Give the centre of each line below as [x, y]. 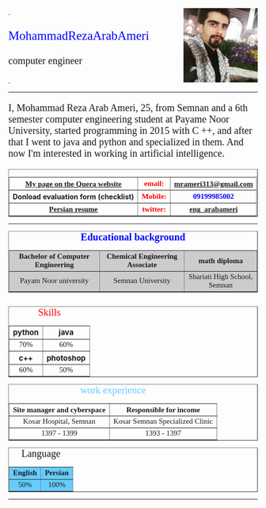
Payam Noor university [54, 281]
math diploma [220, 260]
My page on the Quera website [73, 184]
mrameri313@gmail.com [213, 184]
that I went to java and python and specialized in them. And [126, 142]
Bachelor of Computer [54, 256]
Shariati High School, [221, 276]
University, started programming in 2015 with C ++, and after [130, 130]
